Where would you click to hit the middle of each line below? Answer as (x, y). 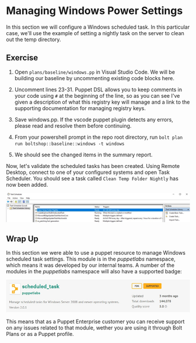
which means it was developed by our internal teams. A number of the (90, 265)
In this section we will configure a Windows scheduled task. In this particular (98, 27)
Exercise (22, 58)
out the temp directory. (34, 39)
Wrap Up (22, 239)
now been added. (27, 184)
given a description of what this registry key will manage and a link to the (102, 102)
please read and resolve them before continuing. (73, 126)
